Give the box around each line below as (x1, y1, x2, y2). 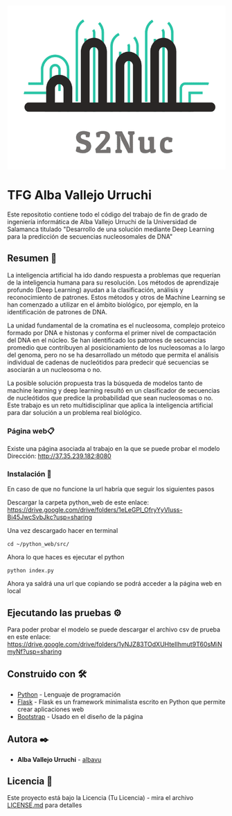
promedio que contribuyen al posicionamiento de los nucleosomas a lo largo (7, 343, 225, 352)
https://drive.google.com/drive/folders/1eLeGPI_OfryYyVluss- (7, 506, 183, 514)
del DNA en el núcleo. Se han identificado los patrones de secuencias (7, 336, 206, 344)
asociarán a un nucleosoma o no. (7, 365, 102, 373)
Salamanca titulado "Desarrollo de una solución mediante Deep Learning (7, 225, 215, 233)
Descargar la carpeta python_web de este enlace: (7, 498, 150, 507)
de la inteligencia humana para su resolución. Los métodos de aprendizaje (7, 278, 220, 287)
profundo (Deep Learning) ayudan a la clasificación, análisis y (7, 285, 184, 294)
